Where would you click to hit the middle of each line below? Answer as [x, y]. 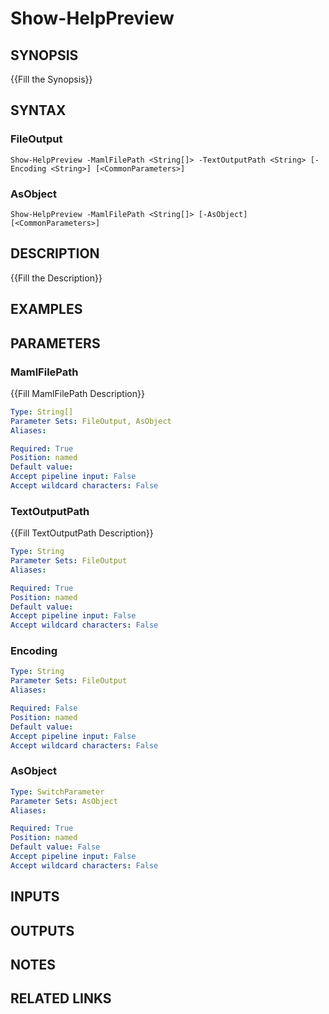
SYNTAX [38, 110]
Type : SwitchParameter [57, 792]
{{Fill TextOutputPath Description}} [82, 533]
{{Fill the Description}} [56, 278]
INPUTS [35, 897]
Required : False [44, 708]
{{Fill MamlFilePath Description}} [77, 393]
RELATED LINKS [61, 998]
